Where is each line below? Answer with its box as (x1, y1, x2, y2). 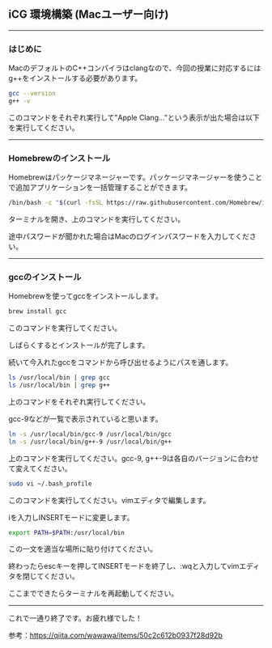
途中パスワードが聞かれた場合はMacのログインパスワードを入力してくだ (8, 231, 249, 241)
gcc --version (8, 90, 57, 98)
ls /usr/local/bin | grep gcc (8, 374, 111, 382)
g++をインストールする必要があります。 (8, 74, 142, 83)
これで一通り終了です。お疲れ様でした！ (8, 613, 143, 623)
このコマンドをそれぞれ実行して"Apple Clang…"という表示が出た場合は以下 (8, 112, 261, 122)
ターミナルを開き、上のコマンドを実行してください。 (8, 214, 185, 224)
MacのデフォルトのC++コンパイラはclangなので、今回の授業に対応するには (8, 63, 261, 73)
